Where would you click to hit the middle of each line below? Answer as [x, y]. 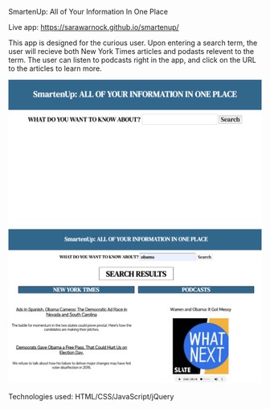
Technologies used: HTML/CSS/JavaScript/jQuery [91, 396]
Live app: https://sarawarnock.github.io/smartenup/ [94, 27]
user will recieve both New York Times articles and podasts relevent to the [131, 51]
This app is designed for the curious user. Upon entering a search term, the [133, 43]
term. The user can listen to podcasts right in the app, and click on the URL [133, 60]
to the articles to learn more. [55, 68]
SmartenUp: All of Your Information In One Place [88, 12]
